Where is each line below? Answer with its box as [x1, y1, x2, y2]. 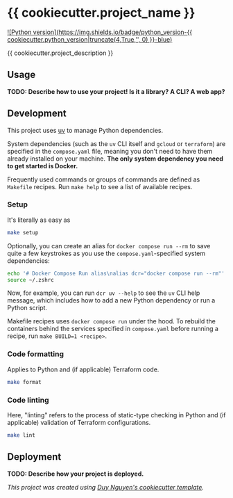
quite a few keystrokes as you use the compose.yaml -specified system [7, 249, 206, 257]
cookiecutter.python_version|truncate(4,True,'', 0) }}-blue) [7, 35, 173, 43]
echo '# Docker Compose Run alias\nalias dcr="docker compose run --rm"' [7, 270, 225, 277]
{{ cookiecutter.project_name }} [7, 5, 196, 21]
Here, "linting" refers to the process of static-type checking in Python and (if [7, 410, 226, 419]
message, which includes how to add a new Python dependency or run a [7, 296, 216, 305]
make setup [7, 229, 39, 236]
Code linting [7, 395, 50, 405]
